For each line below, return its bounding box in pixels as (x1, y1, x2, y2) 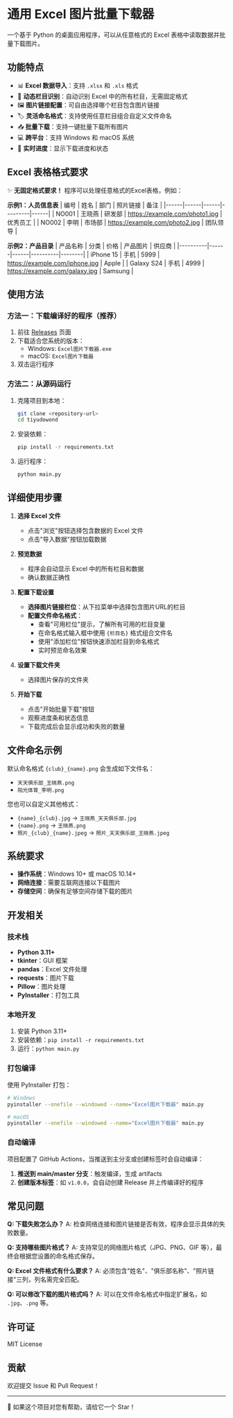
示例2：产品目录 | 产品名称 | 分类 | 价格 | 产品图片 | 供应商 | (7, 241, 176, 250)
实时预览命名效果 (37, 646, 87, 654)
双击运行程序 (17, 360, 54, 368)
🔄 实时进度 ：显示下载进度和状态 (17, 144, 109, 153)
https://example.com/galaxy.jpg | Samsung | (7, 266, 134, 275)
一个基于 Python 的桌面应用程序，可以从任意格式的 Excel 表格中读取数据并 (7, 31, 220, 39)
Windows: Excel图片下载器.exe (27, 345, 112, 353)
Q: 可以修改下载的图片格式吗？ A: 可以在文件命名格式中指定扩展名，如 (7, 1290, 207, 1299)
